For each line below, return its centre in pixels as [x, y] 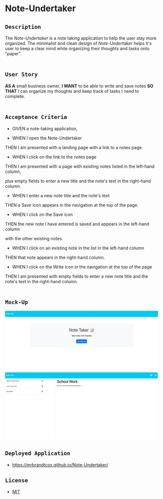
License [16, 480]
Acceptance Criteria [36, 117]
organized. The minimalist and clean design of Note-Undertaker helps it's [78, 43]
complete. [15, 96]
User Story [21, 75]
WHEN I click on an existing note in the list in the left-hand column [78, 248]
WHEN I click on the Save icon [42, 214]
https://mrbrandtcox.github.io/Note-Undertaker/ [60, 465]
